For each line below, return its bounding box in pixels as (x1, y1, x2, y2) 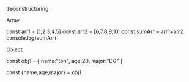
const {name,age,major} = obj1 (6, 69, 82, 76)
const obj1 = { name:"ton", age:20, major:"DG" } (6, 58, 123, 64)
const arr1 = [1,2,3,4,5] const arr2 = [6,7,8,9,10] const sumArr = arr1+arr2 (6, 28, 184, 35)
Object (6, 46, 23, 53)
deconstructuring (6, 5, 49, 12)
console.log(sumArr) (6, 34, 56, 41)
